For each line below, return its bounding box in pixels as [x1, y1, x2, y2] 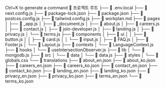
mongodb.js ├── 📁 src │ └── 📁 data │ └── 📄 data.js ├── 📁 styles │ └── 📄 [5, 52, 159, 58]
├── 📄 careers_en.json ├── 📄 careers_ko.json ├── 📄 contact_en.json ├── [5, 62, 158, 68]
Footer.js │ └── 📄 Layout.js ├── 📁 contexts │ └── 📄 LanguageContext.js [5, 42, 154, 47]
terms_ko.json [5, 78, 33, 84]
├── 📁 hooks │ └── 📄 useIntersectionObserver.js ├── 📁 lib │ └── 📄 [5, 47, 145, 53]
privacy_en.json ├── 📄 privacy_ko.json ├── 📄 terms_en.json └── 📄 [5, 73, 142, 79]
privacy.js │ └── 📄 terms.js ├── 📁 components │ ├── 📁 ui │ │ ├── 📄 [5, 31, 147, 37]
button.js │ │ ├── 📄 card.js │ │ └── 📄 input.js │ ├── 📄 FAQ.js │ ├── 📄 [5, 36, 149, 42]
